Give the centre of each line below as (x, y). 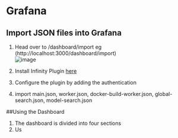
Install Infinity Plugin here (46, 71)
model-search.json (69, 100)
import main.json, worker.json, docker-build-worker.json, (84, 94)
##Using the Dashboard (35, 112)
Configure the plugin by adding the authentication (75, 82)
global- (163, 94)
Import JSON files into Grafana (64, 33)
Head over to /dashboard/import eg (58, 47)
